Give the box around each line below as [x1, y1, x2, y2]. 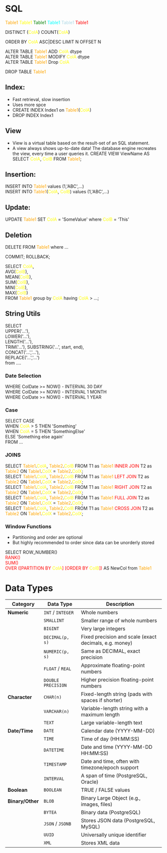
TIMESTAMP [44, 761, 67, 767]
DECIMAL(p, [44, 634, 70, 640]
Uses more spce [12, 102, 46, 108]
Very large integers [81, 625, 126, 632]
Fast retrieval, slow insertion [12, 96, 71, 102]
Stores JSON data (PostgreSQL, [81, 817, 156, 824]
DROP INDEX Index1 [12, 112, 54, 118]
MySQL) [81, 823, 100, 830]
